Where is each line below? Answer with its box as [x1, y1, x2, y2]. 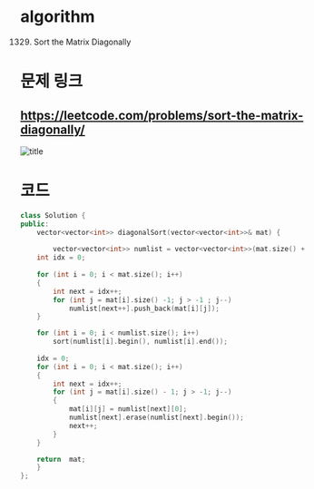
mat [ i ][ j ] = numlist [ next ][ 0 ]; [68, 405, 188, 414]
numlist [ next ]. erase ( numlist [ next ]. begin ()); [68, 413, 244, 422]
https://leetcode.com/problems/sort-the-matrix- [20, 107, 304, 123]
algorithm [20, 6, 95, 27]
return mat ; [36, 455, 86, 464]
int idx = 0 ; [36, 253, 86, 262]
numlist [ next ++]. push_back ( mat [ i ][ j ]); [68, 304, 220, 313]
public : [20, 220, 50, 229]
